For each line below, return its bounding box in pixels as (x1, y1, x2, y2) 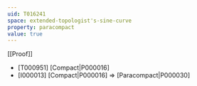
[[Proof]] (7, 50, 33, 58)
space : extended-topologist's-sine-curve (7, 17, 132, 24)
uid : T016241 (7, 10, 46, 18)
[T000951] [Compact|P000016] (17, 63, 110, 72)
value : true (7, 30, 43, 38)
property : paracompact (7, 23, 75, 31)
